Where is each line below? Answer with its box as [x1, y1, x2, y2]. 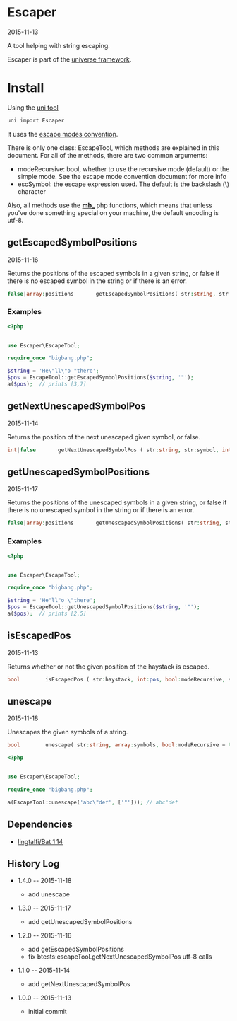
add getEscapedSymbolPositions [28, 945, 125, 954]
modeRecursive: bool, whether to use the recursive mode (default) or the [17, 164, 230, 173]
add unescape [28, 890, 71, 899]
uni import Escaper [7, 117, 65, 124]
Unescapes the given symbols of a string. [7, 728, 128, 737]
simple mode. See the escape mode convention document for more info [17, 172, 227, 180]
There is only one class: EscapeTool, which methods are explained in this [7, 143, 220, 152]
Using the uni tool [7, 103, 59, 112]
